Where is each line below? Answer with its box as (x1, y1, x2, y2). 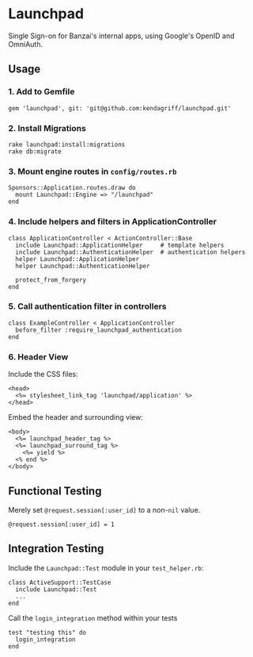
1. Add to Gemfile (8, 86, 75, 98)
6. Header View (8, 351, 69, 362)
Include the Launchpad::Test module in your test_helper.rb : (8, 563, 204, 572)
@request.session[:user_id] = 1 (8, 521, 115, 528)
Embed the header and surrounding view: (8, 413, 144, 422)
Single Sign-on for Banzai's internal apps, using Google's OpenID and (8, 31, 235, 40)
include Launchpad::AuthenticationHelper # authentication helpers (15, 248, 246, 256)
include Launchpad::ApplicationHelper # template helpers (15, 241, 225, 249)
